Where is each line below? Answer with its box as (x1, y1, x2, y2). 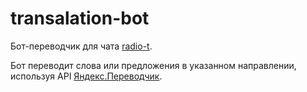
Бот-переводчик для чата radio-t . (10, 40, 153, 52)
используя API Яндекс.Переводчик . (10, 70, 163, 82)
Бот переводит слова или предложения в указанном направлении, (10, 59, 297, 71)
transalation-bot (10, 7, 150, 30)
